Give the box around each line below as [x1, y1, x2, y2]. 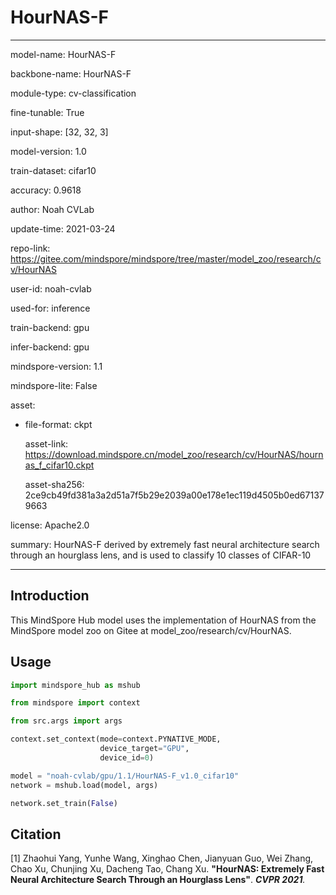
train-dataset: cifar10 [10, 164, 97, 176]
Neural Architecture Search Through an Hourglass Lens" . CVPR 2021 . [10, 874, 306, 886]
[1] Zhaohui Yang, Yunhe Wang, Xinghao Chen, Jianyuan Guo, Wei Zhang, [10, 852, 314, 865]
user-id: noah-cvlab [10, 282, 92, 295]
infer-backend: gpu [10, 341, 90, 353]
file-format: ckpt [24, 418, 93, 430]
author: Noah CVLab [10, 203, 95, 215]
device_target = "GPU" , [99, 744, 190, 754]
